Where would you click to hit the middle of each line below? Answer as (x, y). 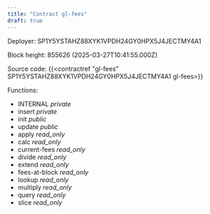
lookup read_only (43, 180)
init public (32, 119)
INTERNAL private (44, 103)
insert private (37, 111)
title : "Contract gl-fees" (47, 14)
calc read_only (39, 142)
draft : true (25, 21)
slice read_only (40, 202)
